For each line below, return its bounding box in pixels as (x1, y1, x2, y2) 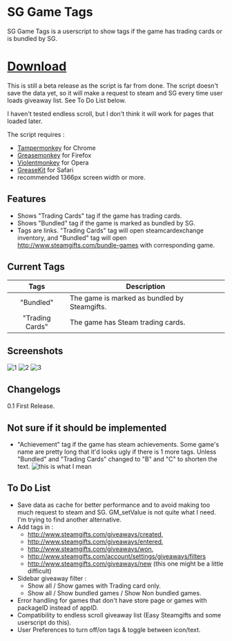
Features (7, 193, 46, 205)
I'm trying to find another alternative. (17, 515, 122, 523)
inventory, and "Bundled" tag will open (17, 233, 127, 242)
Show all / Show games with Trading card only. (27, 582, 161, 590)
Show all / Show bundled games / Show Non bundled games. (27, 588, 202, 597)
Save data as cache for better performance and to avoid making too (17, 501, 211, 509)
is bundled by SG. (7, 34, 58, 42)
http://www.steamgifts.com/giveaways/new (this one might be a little (27, 559, 224, 568)
